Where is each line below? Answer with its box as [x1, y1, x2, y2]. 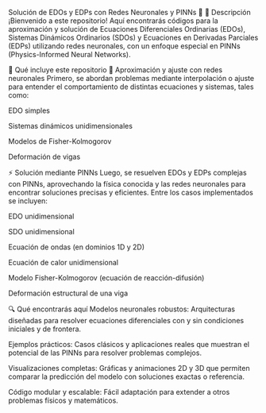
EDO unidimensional [8, 211, 75, 221]
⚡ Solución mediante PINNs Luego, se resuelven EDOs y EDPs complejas [8, 168, 248, 177]
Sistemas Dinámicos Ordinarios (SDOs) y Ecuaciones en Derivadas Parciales [8, 33, 259, 42]
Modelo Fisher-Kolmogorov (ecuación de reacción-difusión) [8, 273, 205, 282]
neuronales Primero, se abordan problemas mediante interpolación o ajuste [8, 74, 255, 83]
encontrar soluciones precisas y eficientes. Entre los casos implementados [8, 187, 254, 197]
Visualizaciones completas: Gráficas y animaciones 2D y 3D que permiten [8, 364, 250, 372]
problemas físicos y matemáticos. [8, 396, 119, 405]
